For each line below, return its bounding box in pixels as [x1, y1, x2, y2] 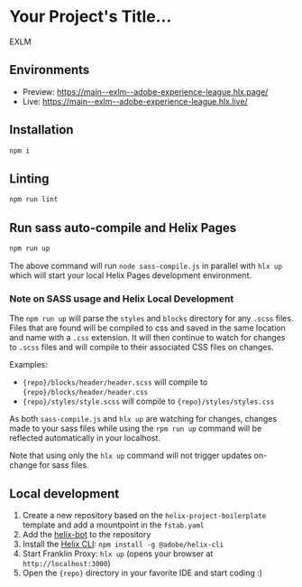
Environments [9, 62, 90, 78]
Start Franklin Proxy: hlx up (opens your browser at [22, 548, 214, 559]
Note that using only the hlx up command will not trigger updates [9, 450, 252, 461]
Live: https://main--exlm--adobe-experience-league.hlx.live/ [22, 96, 248, 107]
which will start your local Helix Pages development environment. [9, 269, 252, 281]
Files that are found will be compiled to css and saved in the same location [9, 322, 286, 333]
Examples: [9, 359, 48, 370]
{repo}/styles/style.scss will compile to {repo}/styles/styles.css [22, 396, 275, 407]
